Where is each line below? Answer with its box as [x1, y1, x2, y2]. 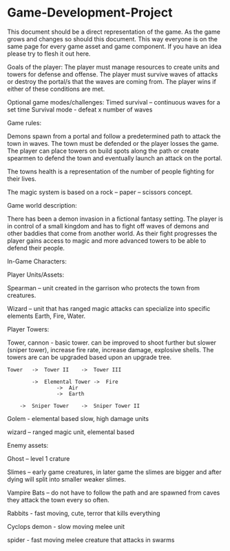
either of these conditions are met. [7, 85, 105, 93]
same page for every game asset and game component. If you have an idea [7, 42, 222, 50]
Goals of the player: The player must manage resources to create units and [7, 63, 220, 71]
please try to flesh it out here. [7, 50, 91, 58]
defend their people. [7, 244, 65, 252]
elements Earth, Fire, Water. [7, 312, 86, 320]
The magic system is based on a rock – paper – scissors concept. [7, 188, 193, 196]
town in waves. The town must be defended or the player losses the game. [7, 139, 219, 147]
